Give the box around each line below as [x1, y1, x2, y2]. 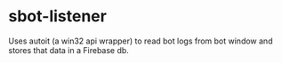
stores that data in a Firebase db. [8, 44, 130, 55]
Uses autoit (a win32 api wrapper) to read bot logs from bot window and [8, 35, 273, 46]
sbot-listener [8, 6, 108, 27]
